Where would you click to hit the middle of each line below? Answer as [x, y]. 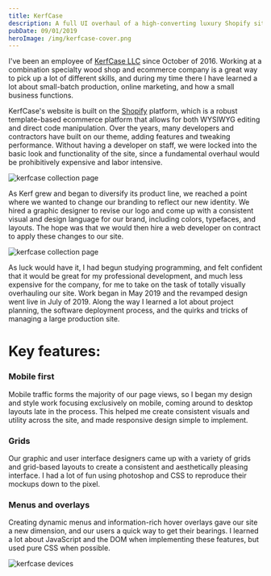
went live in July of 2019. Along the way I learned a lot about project [121, 302]
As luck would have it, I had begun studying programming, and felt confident [135, 267]
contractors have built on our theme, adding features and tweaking [119, 137]
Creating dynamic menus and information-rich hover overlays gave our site [133, 522]
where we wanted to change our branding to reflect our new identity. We [129, 202]
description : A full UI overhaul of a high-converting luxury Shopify [129, 23]
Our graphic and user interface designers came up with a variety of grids [130, 458]
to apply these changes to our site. [66, 236]
